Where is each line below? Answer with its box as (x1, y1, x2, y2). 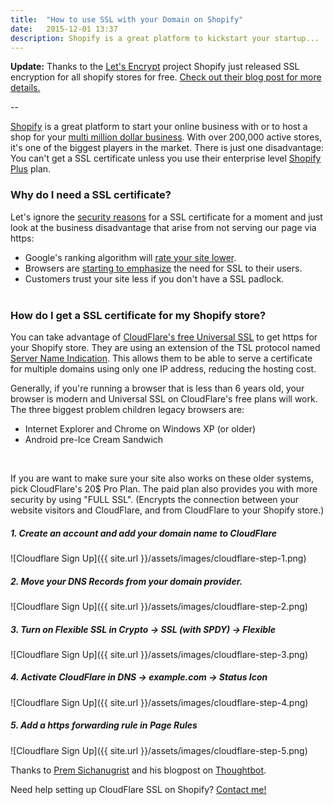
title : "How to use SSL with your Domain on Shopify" (10, 14, 244, 25)
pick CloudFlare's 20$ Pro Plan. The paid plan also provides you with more (10, 482, 318, 495)
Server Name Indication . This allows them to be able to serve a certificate (10, 352, 313, 364)
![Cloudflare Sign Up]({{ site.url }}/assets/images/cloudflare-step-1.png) (10, 552, 307, 564)
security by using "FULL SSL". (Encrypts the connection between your (10, 493, 300, 505)
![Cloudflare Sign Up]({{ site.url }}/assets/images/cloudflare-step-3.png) (10, 648, 308, 660)
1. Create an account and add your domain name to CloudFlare (10, 527, 278, 539)
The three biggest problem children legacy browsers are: (10, 403, 245, 415)
